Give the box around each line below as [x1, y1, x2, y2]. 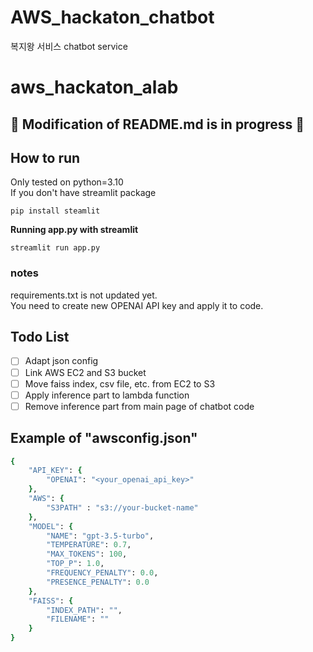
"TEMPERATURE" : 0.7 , [46, 540, 132, 550]
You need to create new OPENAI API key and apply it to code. [10, 299, 264, 311]
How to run [10, 149, 81, 166]
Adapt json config [24, 355, 99, 367]
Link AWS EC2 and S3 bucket [24, 366, 147, 378]
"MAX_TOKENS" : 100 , [46, 549, 128, 560]
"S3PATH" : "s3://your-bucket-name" [46, 502, 199, 513]
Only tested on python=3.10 [10, 176, 124, 188]
